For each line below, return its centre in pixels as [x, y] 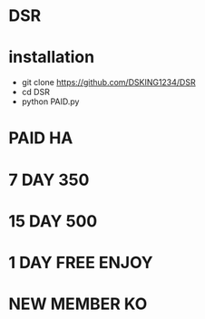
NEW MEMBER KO [78, 304]
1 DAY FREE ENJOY [81, 262]
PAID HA [41, 138]
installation [52, 58]
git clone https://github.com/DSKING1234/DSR [108, 82]
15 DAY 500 [53, 221]
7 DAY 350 [49, 180]
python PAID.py [50, 101]
